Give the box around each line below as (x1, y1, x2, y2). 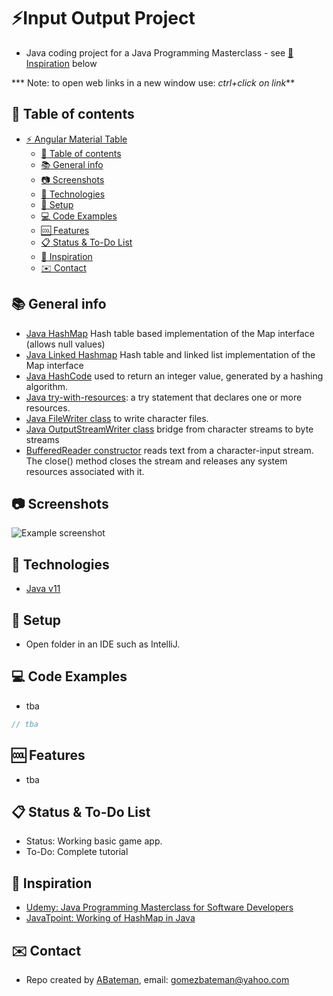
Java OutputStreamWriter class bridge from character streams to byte (25, 423, 314, 435)
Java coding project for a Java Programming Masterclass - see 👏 (25, 46, 294, 59)
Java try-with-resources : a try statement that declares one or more (25, 391, 303, 403)
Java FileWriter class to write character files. (25, 412, 209, 424)
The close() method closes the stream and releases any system (25, 455, 288, 467)
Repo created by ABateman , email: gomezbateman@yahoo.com (25, 973, 290, 985)
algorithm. (25, 380, 68, 392)
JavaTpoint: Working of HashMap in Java (25, 912, 196, 924)
